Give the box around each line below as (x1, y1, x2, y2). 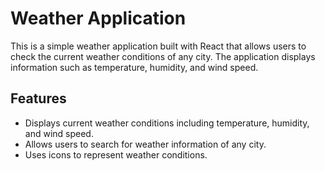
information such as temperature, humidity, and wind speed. (10, 61, 259, 73)
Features (10, 90, 67, 107)
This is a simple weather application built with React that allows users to (10, 40, 307, 52)
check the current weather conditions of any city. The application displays (10, 50, 316, 62)
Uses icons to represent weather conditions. (24, 148, 208, 161)
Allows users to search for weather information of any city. (24, 138, 267, 150)
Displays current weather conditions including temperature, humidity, (24, 117, 310, 129)
